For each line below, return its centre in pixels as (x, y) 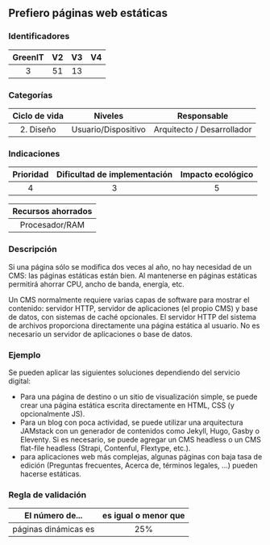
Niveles (108, 115)
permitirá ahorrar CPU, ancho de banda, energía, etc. (97, 284)
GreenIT (28, 57)
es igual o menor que (143, 516)
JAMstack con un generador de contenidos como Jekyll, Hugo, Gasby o (140, 430)
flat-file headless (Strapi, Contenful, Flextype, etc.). (105, 448)
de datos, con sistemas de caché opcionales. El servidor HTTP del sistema (132, 317)
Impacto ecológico (217, 174)
